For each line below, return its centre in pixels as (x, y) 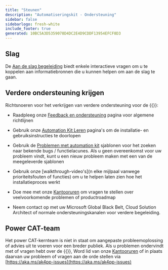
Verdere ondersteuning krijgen (55, 93)
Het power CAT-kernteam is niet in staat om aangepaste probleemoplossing (84, 241)
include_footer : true (28, 29)
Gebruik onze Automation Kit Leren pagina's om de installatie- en (80, 130)
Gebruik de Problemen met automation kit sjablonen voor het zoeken (84, 145)
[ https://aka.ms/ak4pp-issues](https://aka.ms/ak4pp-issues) (68, 262)
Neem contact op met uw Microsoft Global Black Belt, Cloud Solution (84, 207)
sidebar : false (21, 19)
